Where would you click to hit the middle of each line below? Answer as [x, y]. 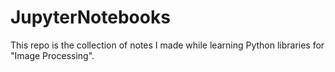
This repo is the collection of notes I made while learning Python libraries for [167, 45]
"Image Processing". [52, 55]
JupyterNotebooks [90, 17]
